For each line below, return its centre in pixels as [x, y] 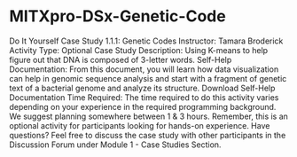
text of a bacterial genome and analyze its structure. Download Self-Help [142, 88]
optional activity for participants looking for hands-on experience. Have [140, 125]
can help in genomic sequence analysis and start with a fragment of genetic [148, 78]
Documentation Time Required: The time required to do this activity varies [144, 97]
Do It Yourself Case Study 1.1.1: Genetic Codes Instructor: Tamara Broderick [146, 41]
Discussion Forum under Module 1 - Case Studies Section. [115, 145]
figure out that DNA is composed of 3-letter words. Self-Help [121, 59]
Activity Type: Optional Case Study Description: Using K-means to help [139, 50]
